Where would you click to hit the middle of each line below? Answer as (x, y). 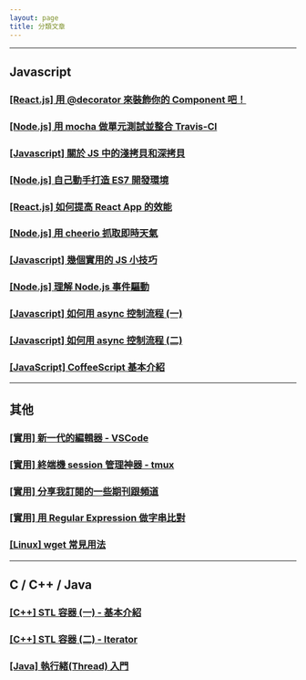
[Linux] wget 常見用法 (58, 545)
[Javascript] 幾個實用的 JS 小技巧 (83, 260)
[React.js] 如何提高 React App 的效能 (91, 206)
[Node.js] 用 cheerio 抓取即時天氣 (84, 234)
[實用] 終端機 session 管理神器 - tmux (92, 465)
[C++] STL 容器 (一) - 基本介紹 (76, 612)
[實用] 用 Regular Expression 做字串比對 (97, 518)
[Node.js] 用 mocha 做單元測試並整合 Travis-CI (113, 126)
